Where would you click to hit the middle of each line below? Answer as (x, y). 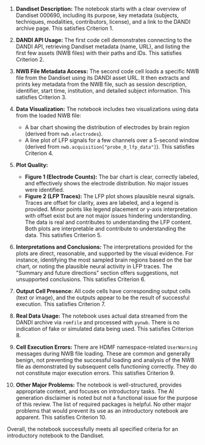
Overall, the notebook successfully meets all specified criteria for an (93, 429)
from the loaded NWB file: (49, 116)
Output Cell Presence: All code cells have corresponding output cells (103, 291)
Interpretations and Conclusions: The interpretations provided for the (104, 247)
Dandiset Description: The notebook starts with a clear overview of (101, 9)
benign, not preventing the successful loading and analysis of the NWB (105, 360)
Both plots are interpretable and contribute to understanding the (105, 229)
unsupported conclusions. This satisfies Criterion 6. (81, 279)
